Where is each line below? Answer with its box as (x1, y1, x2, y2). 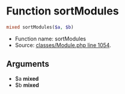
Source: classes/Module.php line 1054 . (14, 41, 111, 49)
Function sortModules (6, 4, 119, 18)
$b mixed (14, 81, 39, 89)
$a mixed (14, 75, 39, 82)
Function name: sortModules (14, 35, 86, 42)
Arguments (6, 59, 50, 69)
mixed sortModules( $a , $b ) (6, 24, 74, 30)
